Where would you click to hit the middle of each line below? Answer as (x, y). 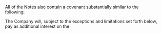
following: (15, 12)
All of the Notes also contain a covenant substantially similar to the (72, 7)
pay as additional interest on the (37, 26)
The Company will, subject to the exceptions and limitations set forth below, (81, 21)
